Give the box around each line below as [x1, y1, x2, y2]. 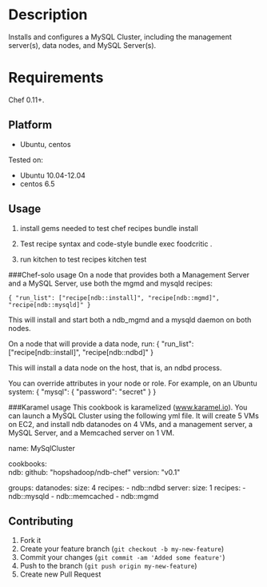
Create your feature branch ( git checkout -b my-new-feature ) [19, 544, 225, 553]
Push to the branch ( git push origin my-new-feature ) [19, 561, 197, 571]
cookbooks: [8, 458, 47, 469]
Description [8, 6, 88, 24]
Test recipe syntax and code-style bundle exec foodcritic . [19, 238, 213, 249]
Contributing [8, 514, 74, 528]
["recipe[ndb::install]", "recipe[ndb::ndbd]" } [8, 347, 154, 357]
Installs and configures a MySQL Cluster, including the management [8, 32, 232, 42]
